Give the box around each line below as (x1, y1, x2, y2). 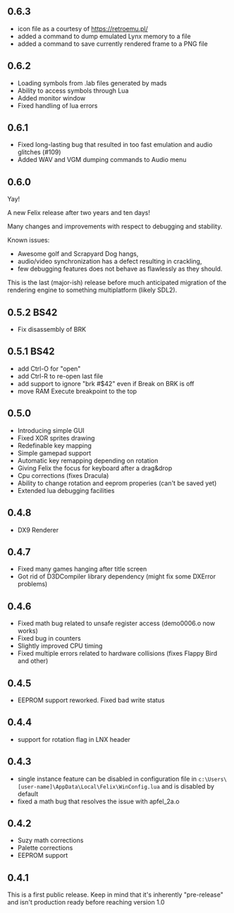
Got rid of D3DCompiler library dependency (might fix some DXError (17, 572, 216, 581)
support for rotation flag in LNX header (17, 735, 130, 743)
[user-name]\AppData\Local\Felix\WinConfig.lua (17, 783, 160, 791)
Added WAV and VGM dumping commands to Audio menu (17, 156, 187, 164)
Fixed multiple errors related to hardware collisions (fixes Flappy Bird (17, 649, 218, 658)
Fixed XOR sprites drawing (17, 434, 95, 442)
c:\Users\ (198, 776, 228, 783)
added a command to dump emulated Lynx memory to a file (17, 32, 192, 40)
